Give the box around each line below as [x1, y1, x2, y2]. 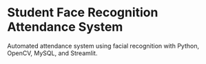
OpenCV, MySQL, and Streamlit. [7, 49, 98, 57]
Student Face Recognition [7, 5, 158, 20]
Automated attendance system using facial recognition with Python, [7, 42, 200, 50]
